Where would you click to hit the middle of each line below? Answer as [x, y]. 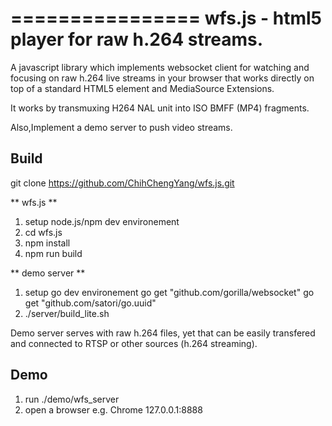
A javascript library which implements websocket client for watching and [160, 67]
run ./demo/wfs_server [72, 399]
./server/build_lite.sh [67, 313]
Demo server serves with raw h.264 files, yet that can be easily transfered [163, 333]
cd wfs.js [43, 232]
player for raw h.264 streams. [137, 39]
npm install [47, 243]
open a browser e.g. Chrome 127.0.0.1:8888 [113, 409]
